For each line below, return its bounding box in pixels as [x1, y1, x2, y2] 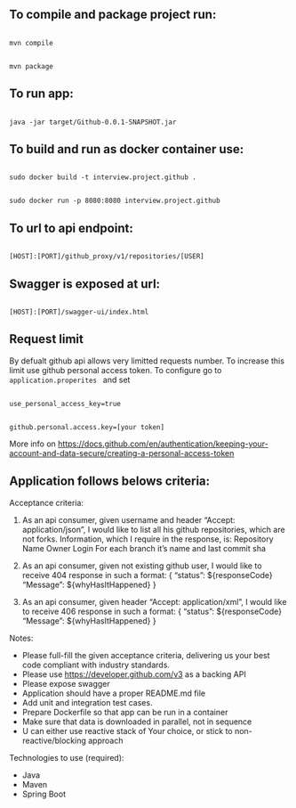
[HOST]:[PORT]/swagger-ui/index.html [9, 307, 149, 317]
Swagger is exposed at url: [9, 276, 161, 291]
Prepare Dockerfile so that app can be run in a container [21, 706, 228, 717]
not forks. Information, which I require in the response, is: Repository [21, 534, 274, 544]
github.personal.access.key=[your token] [9, 422, 165, 431]
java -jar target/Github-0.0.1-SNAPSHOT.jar [9, 118, 177, 127]
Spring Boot [21, 788, 67, 799]
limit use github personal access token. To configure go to [9, 364, 222, 375]
